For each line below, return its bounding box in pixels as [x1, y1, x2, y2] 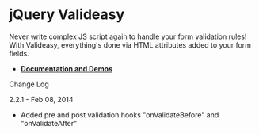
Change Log [9, 79, 50, 89]
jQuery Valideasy [9, 6, 125, 24]
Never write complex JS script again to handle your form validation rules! [9, 32, 247, 41]
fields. [9, 48, 30, 58]
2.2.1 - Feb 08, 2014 [9, 94, 74, 104]
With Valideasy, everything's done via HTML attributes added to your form [9, 40, 252, 49]
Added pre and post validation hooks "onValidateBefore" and [20, 109, 219, 120]
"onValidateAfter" [20, 118, 78, 128]
